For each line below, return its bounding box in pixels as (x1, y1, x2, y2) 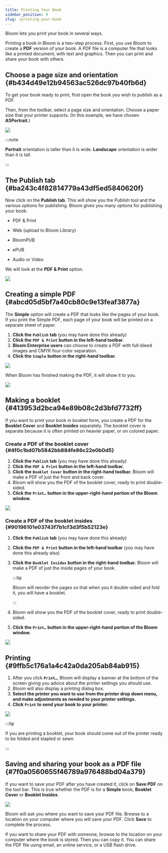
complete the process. (5, 821, 52, 827)
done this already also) (12, 550, 60, 556)
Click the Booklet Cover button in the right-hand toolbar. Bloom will (12, 469, 154, 475)
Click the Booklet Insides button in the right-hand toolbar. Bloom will (12, 560, 159, 566)
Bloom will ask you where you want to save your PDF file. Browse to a (5, 811, 149, 817)
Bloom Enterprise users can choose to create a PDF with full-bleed (12, 342, 152, 348)
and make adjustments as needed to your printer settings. (12, 696, 136, 702)
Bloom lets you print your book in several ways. (5, 31, 103, 37)
